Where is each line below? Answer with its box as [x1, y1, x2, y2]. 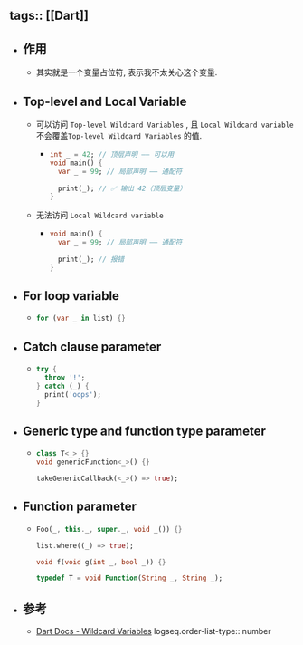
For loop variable [22, 288, 120, 303]
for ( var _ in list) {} [35, 313, 127, 323]
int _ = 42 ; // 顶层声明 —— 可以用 [49, 150, 175, 159]
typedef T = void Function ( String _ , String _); [35, 573, 223, 583]
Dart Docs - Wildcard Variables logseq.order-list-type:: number [35, 626, 271, 637]
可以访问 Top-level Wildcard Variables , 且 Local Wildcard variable [35, 119, 294, 130]
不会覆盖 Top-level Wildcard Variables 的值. [35, 130, 203, 141]
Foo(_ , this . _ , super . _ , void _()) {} [35, 525, 183, 534]
